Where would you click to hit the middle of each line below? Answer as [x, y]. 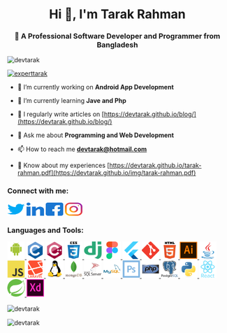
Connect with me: [38, 191]
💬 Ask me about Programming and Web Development [96, 135]
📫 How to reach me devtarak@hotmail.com [82, 149]
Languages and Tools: [45, 230]
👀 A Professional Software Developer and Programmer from [117, 36]
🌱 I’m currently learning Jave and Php [72, 101]
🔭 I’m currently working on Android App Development [96, 87]
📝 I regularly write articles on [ [61, 114]
